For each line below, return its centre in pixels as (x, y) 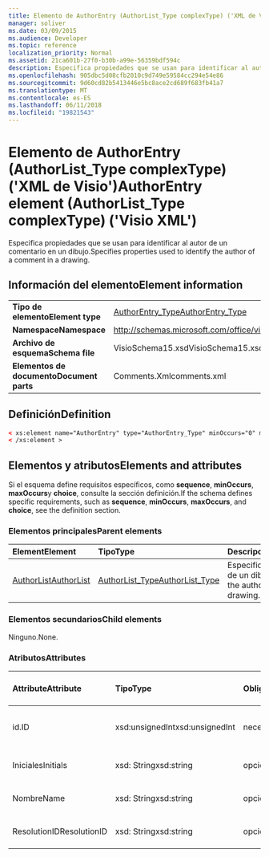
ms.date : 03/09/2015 (43, 30)
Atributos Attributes (47, 657)
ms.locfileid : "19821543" (51, 113)
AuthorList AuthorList (51, 580)
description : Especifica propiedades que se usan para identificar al (128, 68)
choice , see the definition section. (65, 510)
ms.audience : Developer (48, 38)
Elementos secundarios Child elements (85, 619)
